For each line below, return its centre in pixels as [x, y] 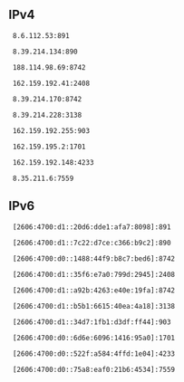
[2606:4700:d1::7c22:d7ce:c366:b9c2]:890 [92, 243]
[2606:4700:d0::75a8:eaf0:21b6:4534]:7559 [94, 369]
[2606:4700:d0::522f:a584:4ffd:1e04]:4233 [94, 353]
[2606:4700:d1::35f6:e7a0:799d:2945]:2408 [94, 274]
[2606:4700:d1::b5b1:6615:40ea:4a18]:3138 [94, 306]
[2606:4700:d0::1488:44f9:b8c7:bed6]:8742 [94, 258]
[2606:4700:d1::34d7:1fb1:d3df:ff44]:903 [92, 322]
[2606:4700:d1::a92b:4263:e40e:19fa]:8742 [94, 290]
